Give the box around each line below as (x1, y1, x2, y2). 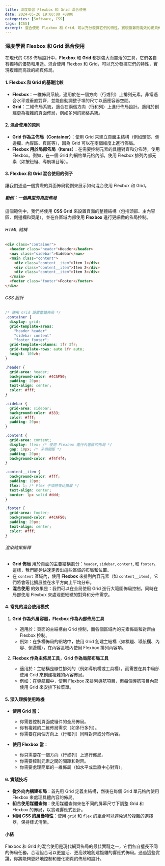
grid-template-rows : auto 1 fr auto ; (9, 347, 84, 352)
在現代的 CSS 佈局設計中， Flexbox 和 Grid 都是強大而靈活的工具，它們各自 (5, 55, 157, 61)
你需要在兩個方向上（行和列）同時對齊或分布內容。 (19, 731, 123, 737)
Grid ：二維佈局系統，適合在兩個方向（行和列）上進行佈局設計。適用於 (12, 104, 155, 109)
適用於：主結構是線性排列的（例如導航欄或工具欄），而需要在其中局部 (19, 665, 160, 671)
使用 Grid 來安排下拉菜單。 (19, 684, 74, 690)
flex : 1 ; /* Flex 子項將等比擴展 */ (9, 483, 80, 488)
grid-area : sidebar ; (9, 406, 52, 411)
